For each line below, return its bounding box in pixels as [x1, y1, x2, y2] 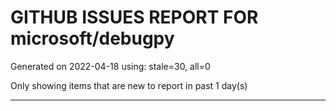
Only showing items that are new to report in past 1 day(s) [10, 79, 248, 91]
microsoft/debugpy [10, 27, 175, 50]
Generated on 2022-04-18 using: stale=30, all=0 [10, 60, 211, 72]
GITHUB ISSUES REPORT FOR [10, 6, 259, 29]
